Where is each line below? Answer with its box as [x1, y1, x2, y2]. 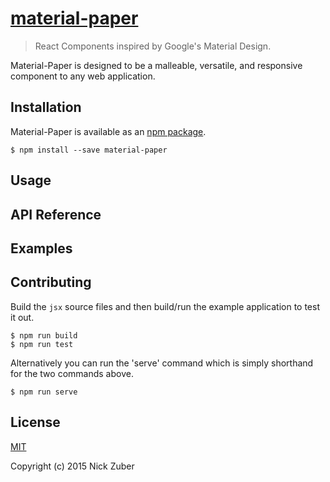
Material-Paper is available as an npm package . [10, 125, 207, 137]
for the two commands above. [10, 367, 134, 379]
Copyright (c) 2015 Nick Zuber [10, 460, 135, 472]
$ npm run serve [10, 387, 78, 397]
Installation [10, 99, 82, 116]
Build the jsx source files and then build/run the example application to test [10, 300, 320, 312]
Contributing [10, 274, 92, 291]
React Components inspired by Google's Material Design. [34, 40, 272, 52]
